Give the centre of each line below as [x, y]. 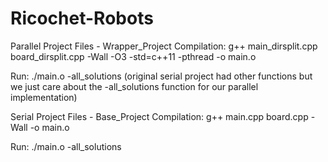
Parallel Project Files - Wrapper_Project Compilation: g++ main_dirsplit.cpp [164, 46]
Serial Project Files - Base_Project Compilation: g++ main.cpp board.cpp [159, 116]
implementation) [44, 97]
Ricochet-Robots [82, 18]
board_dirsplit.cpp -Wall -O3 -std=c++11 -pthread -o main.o [133, 56]
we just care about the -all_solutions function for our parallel [134, 86]
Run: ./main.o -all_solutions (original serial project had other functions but [161, 76]
